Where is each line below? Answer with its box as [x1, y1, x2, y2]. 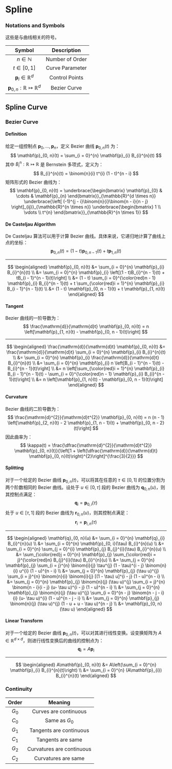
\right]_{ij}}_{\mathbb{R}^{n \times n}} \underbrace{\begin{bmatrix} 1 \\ [11, 204, 161, 210]
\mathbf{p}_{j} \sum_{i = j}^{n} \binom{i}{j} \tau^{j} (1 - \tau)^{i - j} [5, 562, 144, 569]
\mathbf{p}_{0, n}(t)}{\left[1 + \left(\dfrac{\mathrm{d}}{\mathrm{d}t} [14, 447, 158, 453]
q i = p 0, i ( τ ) [74, 500, 98, 507]
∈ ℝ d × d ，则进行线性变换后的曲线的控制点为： [5, 636, 104, 644]
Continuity [5, 685, 32, 692]
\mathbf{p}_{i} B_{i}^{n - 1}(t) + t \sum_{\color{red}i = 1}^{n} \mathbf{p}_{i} [7, 280, 165, 286]
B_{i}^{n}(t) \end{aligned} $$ [55, 672, 117, 679]
